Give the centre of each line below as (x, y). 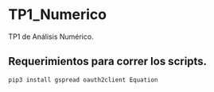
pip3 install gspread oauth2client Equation (83, 80)
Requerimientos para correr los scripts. (108, 61)
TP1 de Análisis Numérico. (51, 36)
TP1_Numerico (58, 15)
